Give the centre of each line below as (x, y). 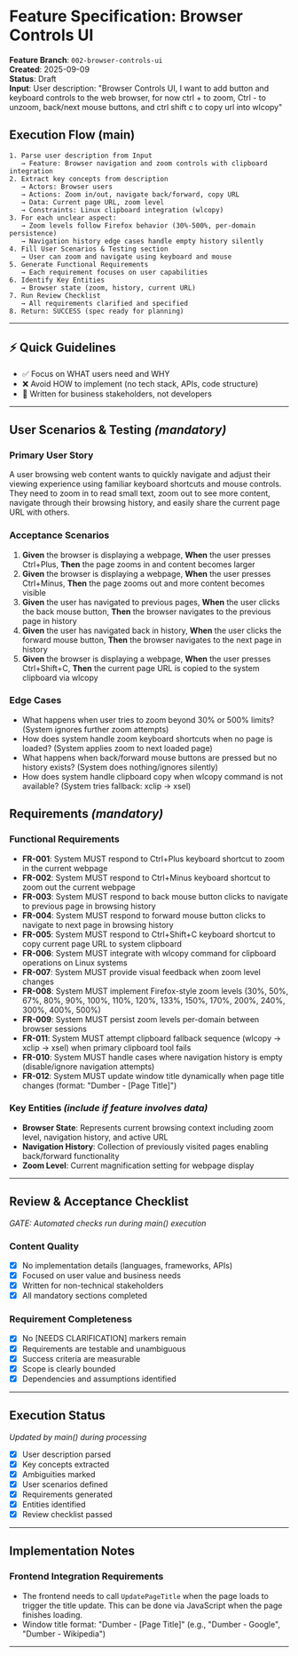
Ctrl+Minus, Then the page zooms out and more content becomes (143, 583)
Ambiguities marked (59, 1474)
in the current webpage (65, 868)
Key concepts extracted (66, 1464)
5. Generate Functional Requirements (79, 264)
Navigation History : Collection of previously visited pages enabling (145, 1146)
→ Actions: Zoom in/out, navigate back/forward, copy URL (130, 194)
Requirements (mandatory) (86, 814)
